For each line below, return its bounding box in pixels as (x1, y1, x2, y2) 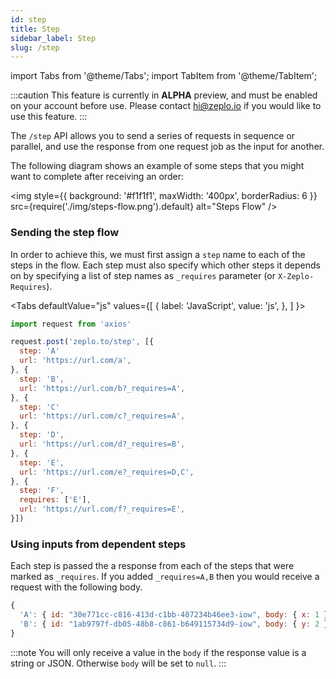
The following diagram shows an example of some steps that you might (10, 160, 305, 172)
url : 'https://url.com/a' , (19, 356, 132, 366)
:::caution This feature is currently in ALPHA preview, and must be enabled (10, 89, 318, 101)
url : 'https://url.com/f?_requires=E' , (19, 504, 186, 515)
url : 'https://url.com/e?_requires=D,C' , (19, 467, 195, 477)
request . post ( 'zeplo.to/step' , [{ (10, 337, 155, 347)
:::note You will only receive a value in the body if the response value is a (10, 646, 307, 658)
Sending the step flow (10, 226, 120, 240)
